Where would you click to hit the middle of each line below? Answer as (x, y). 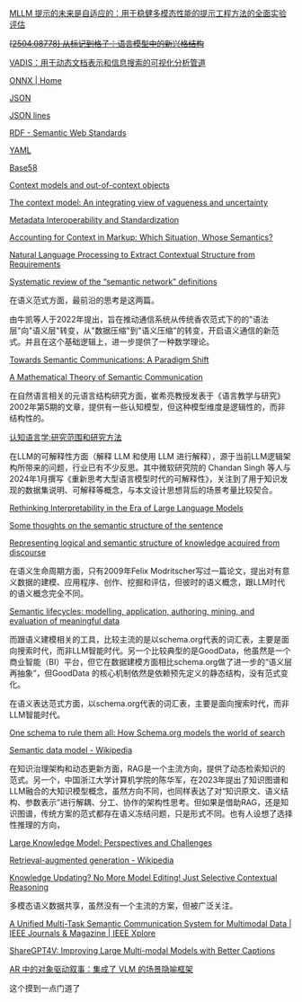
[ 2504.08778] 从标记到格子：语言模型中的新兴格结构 (107, 44)
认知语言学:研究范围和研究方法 (66, 437)
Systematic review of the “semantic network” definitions (113, 282)
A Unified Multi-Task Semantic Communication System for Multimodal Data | (151, 923)
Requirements (35, 264)
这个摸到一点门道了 (45, 988)
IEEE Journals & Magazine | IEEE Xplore (82, 933)
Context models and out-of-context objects (90, 185)
